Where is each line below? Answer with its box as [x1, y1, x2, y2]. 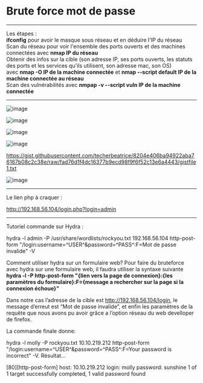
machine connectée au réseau [6, 74, 84, 82]
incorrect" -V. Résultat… [6, 352, 66, 359]
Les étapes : [6, 30, 37, 37]
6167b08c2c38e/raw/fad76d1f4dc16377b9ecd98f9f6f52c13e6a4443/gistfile [6, 158, 196, 166]
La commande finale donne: [6, 327, 76, 335]
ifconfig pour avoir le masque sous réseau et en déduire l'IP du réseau [6, 36, 182, 43]
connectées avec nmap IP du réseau [6, 49, 98, 56]
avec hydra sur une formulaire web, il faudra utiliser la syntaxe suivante [6, 265, 184, 272]
